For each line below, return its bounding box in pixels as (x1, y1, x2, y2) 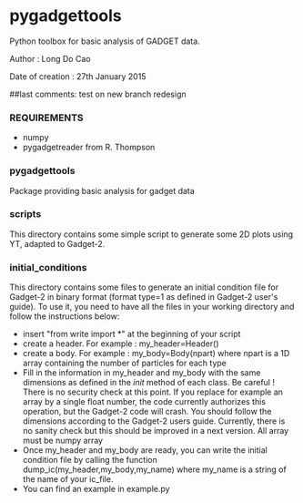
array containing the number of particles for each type (22, 357, 227, 369)
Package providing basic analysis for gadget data (9, 185, 196, 196)
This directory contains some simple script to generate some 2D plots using (9, 229, 294, 240)
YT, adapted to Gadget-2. (9, 238, 106, 249)
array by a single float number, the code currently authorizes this (22, 396, 267, 407)
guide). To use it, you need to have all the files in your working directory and (9, 302, 295, 313)
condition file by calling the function (22, 455, 157, 466)
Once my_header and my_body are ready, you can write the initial (22, 445, 268, 456)
